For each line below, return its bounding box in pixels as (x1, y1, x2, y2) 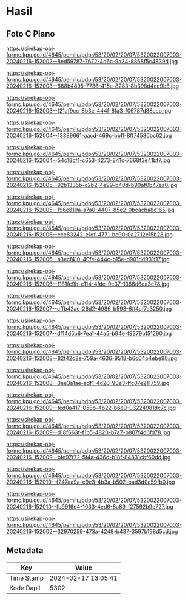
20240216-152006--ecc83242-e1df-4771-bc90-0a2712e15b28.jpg (6, 231, 173, 238)
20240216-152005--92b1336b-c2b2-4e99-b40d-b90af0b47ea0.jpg (6, 182, 178, 188)
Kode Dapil (9, 584, 41, 592)
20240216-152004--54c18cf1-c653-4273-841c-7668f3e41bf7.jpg (6, 157, 170, 164)
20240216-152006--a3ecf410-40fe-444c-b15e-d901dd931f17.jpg (6, 256, 170, 263)
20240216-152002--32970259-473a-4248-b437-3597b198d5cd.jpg (6, 528, 178, 535)
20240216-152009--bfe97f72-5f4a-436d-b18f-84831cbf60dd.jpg (6, 454, 171, 461)
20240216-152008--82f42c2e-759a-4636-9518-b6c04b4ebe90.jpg (6, 355, 178, 362)
